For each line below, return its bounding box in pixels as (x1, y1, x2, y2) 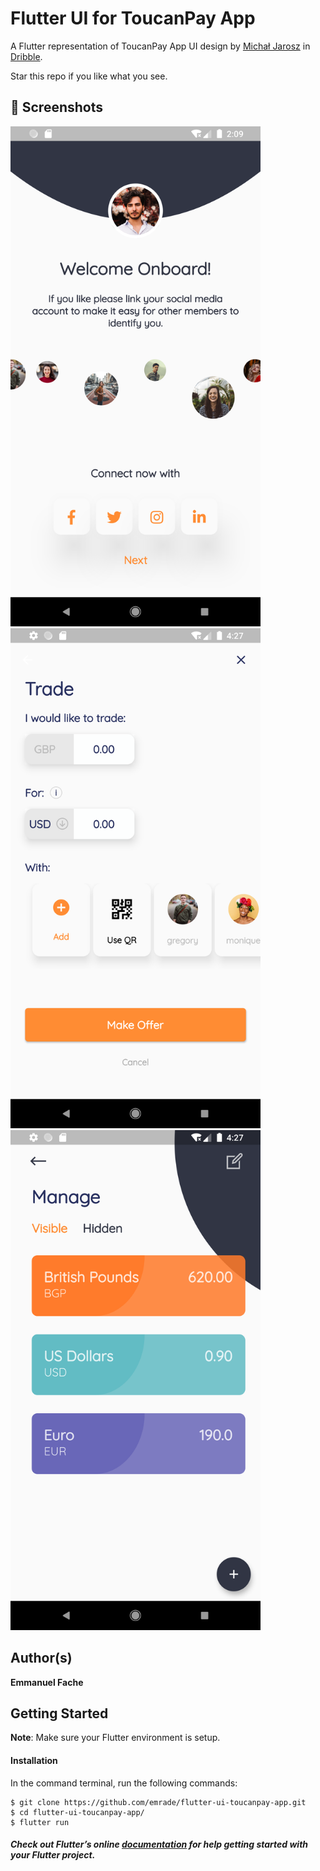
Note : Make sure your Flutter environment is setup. (10, 1732, 221, 1744)
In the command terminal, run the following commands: (10, 1777, 238, 1789)
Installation (10, 1754, 58, 1766)
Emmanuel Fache (10, 1676, 84, 1688)
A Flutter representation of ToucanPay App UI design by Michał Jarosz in (10, 40, 311, 52)
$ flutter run (10, 1817, 70, 1827)
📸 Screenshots (10, 99, 104, 116)
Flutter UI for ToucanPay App (10, 7, 256, 30)
